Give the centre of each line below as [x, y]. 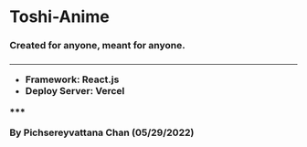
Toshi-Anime [59, 17]
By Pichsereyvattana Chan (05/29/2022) [102, 132]
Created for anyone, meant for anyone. [97, 46]
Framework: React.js [72, 79]
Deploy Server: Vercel [75, 91]
